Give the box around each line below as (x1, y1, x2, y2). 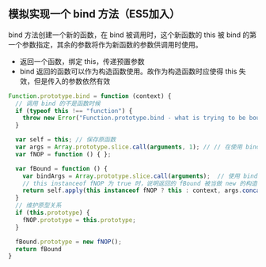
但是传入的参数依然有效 (33, 76, 111, 85)
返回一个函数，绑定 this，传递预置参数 (19, 56, 145, 66)
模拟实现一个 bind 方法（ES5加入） (8, 7, 180, 21)
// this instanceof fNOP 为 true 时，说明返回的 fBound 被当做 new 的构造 (22, 179, 257, 187)
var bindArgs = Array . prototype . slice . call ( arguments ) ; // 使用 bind (22, 172, 258, 180)
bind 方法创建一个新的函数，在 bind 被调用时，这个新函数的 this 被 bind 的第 (8, 30, 257, 39)
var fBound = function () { (15, 164, 108, 172)
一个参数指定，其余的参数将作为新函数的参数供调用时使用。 (8, 39, 203, 49)
